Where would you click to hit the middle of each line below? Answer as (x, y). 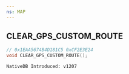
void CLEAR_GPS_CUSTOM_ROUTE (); (47, 56)
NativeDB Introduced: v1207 (42, 67)
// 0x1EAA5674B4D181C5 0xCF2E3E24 (50, 50)
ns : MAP (16, 12)
